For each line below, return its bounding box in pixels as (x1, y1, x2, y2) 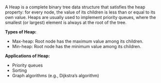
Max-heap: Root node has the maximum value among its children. (12, 38, 144, 44)
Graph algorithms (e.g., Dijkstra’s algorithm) (12, 73, 99, 78)
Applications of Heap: (5, 53, 50, 59)
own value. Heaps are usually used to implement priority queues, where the (5, 15, 156, 20)
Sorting (12, 67, 27, 73)
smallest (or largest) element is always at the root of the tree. (5, 19, 127, 25)
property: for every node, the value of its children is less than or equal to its (5, 9, 156, 15)
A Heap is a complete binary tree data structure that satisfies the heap (5, 4, 145, 10)
